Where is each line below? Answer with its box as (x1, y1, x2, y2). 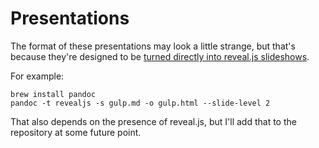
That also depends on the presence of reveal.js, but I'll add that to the (10, 115, 297, 127)
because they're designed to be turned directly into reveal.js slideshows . (10, 50, 310, 62)
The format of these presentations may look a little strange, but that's (10, 40, 296, 52)
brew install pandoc (10, 89, 97, 99)
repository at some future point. (10, 126, 142, 138)
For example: (10, 70, 65, 82)
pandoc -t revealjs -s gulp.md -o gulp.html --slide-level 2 (10, 98, 271, 108)
